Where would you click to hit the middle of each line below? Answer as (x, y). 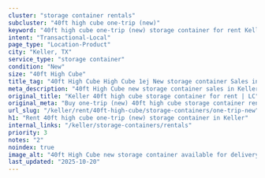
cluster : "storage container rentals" (72, 15)
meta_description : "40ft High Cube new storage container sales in (121, 89)
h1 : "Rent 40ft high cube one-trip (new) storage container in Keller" (128, 118)
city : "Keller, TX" (40, 52)
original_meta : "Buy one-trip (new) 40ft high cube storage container (127, 103)
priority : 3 (28, 132)
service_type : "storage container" (67, 60)
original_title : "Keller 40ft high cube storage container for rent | (127, 96)
